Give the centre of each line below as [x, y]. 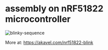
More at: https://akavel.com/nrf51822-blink [49, 42]
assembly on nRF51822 [54, 9]
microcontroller [38, 19]
